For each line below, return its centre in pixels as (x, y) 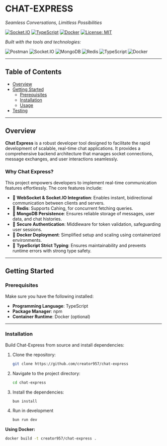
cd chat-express (29, 383)
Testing (20, 110)
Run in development (33, 411)
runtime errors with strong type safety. (52, 251)
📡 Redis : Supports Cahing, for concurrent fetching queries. (73, 208)
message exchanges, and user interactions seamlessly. (62, 159)
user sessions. (27, 229)
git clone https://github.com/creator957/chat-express (70, 364)
